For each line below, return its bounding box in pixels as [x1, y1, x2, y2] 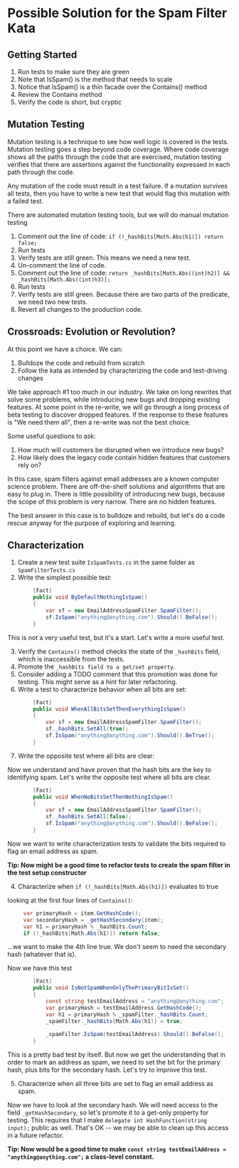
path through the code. [7, 168, 75, 176]
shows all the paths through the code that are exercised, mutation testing [7, 152, 222, 161]
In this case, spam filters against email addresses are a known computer [7, 474, 219, 483]
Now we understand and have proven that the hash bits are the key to [7, 765, 212, 773]
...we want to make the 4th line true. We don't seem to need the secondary [7, 943, 226, 951]
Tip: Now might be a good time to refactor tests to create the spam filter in [7, 860, 231, 869]
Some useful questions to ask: [7, 432, 96, 440]
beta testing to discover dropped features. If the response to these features [7, 410, 229, 419]
